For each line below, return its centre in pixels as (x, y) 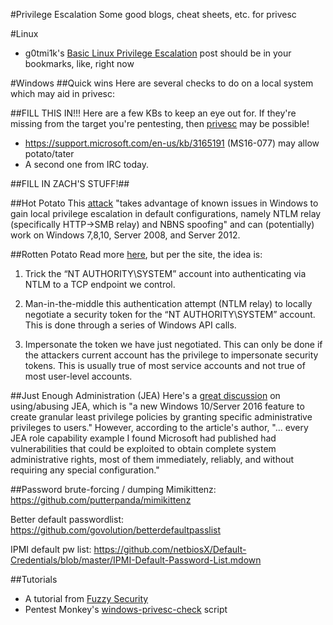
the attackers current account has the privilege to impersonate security (171, 355)
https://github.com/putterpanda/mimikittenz (101, 500)
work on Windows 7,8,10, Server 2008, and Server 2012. (125, 235)
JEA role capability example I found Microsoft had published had (143, 438)
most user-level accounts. (78, 376)
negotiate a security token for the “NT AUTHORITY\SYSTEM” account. (170, 314)
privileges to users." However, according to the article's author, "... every (159, 427)
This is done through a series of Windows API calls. (130, 325)
